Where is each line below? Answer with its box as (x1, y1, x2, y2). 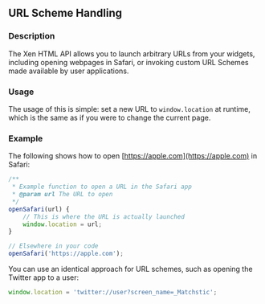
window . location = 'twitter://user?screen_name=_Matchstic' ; (8, 289, 218, 297)
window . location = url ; (22, 220, 103, 228)
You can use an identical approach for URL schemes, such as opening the (8, 265, 253, 274)
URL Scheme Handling (8, 6, 123, 20)
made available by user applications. (8, 66, 129, 76)
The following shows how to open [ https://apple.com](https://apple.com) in (8, 151, 258, 161)
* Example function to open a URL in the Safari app (11, 183, 193, 191)
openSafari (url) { (8, 205, 70, 213)
